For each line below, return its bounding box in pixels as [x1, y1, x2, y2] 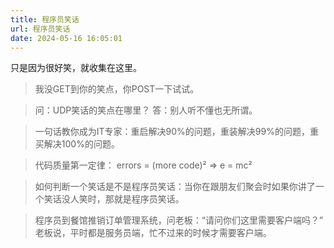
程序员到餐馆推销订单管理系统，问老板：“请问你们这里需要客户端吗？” [34, 214, 324, 226]
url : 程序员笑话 [10, 24, 71, 34]
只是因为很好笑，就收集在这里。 [10, 62, 142, 74]
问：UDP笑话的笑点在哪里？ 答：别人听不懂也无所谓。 [34, 104, 258, 116]
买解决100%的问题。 [34, 138, 120, 150]
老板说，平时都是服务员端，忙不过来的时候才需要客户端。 [34, 227, 272, 239]
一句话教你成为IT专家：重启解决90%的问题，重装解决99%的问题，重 [34, 126, 319, 138]
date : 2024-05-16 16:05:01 [10, 33, 123, 43]
